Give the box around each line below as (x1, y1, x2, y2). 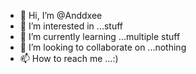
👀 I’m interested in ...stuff (19, 20, 123, 32)
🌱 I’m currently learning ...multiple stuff (19, 31, 181, 42)
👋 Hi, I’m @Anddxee (19, 10, 103, 21)
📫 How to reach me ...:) (19, 53, 119, 64)
